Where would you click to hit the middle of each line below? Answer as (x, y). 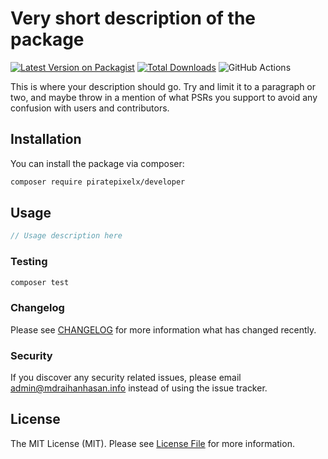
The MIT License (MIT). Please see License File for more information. (152, 443)
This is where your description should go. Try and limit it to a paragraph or (163, 86)
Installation (46, 139)
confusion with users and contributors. (90, 108)
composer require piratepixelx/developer (98, 182)
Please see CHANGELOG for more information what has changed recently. (163, 329)
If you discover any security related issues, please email (126, 378)
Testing (29, 262)
